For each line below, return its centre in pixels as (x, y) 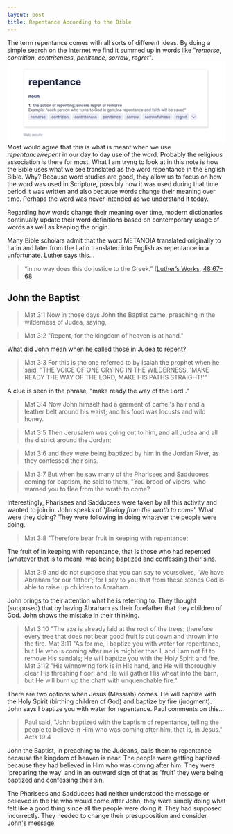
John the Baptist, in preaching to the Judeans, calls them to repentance (109, 750)
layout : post (26, 15)
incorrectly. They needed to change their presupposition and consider (107, 815)
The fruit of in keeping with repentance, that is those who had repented (109, 551)
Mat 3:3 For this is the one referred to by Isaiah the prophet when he (122, 362)
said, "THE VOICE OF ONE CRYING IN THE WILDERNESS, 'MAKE (116, 370)
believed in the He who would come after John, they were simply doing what (116, 801)
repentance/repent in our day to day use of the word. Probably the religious (115, 155)
